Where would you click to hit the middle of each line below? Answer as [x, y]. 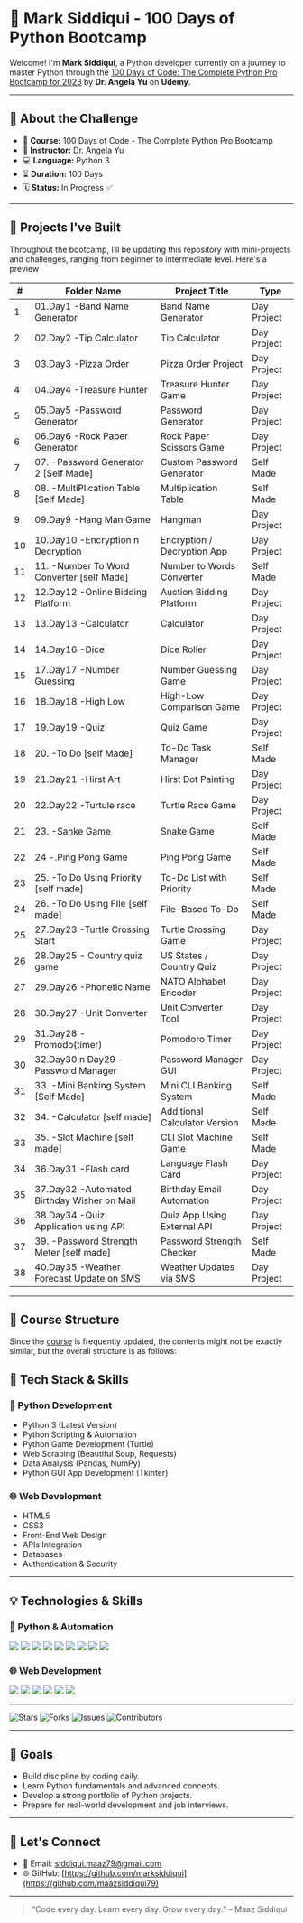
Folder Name [93, 291]
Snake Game [188, 831]
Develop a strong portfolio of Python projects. [107, 1796]
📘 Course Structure [64, 1319]
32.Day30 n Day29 [75, 1059]
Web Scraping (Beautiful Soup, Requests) [100, 1454]
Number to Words [198, 565]
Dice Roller [184, 649]
